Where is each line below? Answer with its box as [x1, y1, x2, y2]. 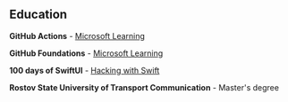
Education [9, 7, 68, 22]
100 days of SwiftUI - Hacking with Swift [9, 65, 160, 75]
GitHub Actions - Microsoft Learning [9, 30, 146, 41]
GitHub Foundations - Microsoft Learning [9, 48, 164, 59]
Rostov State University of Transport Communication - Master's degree [9, 82, 280, 92]
